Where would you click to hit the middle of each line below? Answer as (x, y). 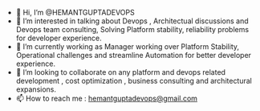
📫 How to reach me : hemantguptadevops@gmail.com (107, 98)
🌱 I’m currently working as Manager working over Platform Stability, (127, 47)
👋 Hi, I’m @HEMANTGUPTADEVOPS (75, 12)
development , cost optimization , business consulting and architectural (134, 81)
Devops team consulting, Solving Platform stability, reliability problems (132, 29)
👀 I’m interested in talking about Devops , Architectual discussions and (132, 21)
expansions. (36, 89)
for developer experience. (59, 38)
